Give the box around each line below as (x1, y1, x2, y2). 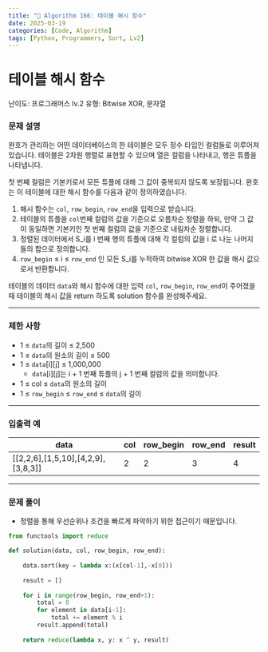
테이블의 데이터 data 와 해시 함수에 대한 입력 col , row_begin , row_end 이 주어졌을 (8, 281, 256, 291)
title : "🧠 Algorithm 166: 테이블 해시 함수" (8, 11, 148, 20)
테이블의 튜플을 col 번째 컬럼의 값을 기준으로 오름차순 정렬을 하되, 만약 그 (19, 214, 246, 224)
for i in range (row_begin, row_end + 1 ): (22, 591, 156, 599)
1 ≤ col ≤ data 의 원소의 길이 (19, 379, 108, 388)
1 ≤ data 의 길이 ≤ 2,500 (19, 340, 96, 350)
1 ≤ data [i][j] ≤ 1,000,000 (19, 359, 101, 368)
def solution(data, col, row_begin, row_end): (8, 547, 166, 555)
